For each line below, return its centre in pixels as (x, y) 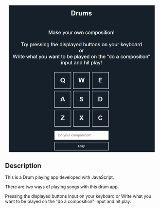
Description (23, 166)
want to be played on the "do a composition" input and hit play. (68, 201)
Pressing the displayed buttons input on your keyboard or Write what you (78, 196)
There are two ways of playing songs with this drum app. (62, 187)
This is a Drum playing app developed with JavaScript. (60, 177)
